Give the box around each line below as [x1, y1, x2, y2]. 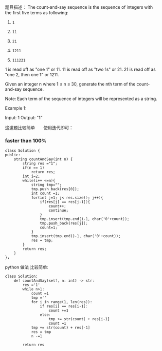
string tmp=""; [31, 183, 62, 187]
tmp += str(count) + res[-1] [31, 325, 90, 330]
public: [5, 153, 21, 158]
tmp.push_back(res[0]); [31, 187, 79, 192]
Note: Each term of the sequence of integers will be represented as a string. [5, 96, 157, 102]
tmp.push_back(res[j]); [39, 221, 89, 226]
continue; [48, 208, 69, 213]
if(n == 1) [22, 165, 45, 170]
